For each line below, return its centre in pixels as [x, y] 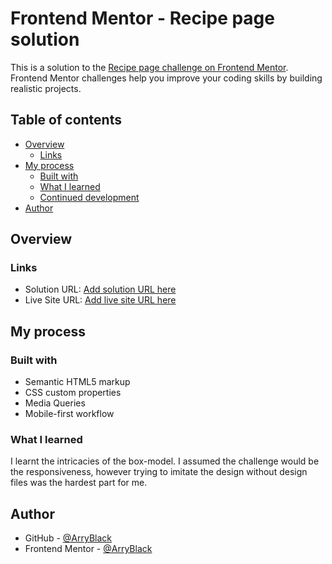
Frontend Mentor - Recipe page [142, 18]
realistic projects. [46, 88]
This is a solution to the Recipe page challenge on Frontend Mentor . [149, 67]
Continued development [89, 197]
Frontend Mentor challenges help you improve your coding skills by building [166, 78]
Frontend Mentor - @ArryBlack [88, 549]
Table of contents [66, 120]
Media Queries [55, 403]
